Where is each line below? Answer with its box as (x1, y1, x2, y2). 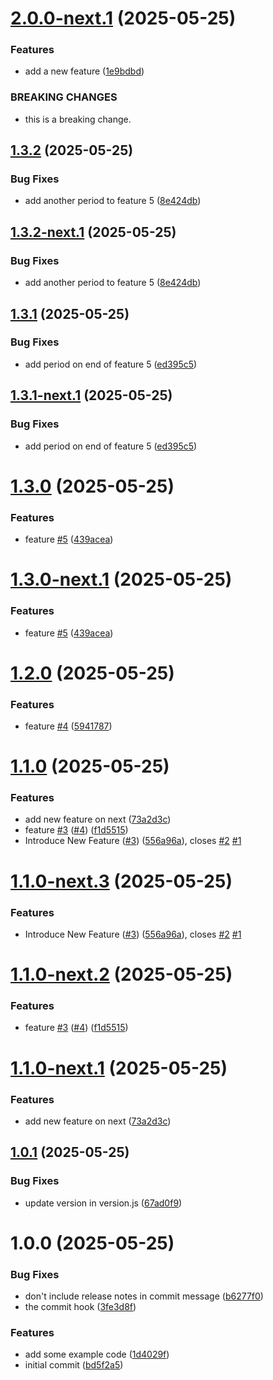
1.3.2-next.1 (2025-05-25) (10, 223, 177, 241)
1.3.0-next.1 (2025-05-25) (10, 568, 233, 591)
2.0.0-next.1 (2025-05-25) (10, 7, 237, 30)
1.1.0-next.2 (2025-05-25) (10, 963, 233, 986)
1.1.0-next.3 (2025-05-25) (10, 870, 233, 892)
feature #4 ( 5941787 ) (24, 720, 113, 732)
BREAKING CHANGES (10, 90, 118, 104)
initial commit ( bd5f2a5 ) (24, 1359, 124, 1371)
